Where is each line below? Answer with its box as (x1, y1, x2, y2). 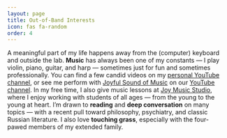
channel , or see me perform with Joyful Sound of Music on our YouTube (7, 78, 215, 87)
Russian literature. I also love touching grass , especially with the (7, 116, 193, 124)
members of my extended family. (28, 123, 124, 131)
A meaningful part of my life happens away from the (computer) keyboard (7, 49, 220, 57)
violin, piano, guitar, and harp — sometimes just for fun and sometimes (7, 63, 211, 72)
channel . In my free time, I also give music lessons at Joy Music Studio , (7, 86, 213, 94)
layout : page (7, 10, 45, 17)
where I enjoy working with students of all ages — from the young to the (7, 93, 215, 102)
